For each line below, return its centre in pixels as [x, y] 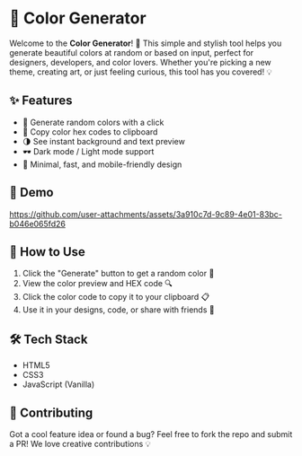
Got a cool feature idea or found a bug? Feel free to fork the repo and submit [151, 434]
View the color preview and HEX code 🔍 [98, 284]
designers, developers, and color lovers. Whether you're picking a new [140, 62]
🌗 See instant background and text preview [104, 141]
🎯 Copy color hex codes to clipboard [90, 132]
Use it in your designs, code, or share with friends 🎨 [118, 310]
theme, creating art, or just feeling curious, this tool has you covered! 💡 [141, 72]
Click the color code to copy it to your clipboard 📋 [115, 297]
